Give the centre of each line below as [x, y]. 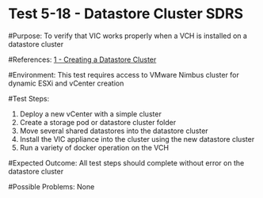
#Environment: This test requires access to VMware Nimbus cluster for [124, 74]
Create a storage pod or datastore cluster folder [98, 122]
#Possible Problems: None [51, 186]
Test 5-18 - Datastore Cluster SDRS [126, 14]
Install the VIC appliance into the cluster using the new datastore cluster [137, 139]
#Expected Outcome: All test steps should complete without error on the [126, 162]
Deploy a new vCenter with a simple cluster [91, 114]
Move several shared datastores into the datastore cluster [114, 131]
